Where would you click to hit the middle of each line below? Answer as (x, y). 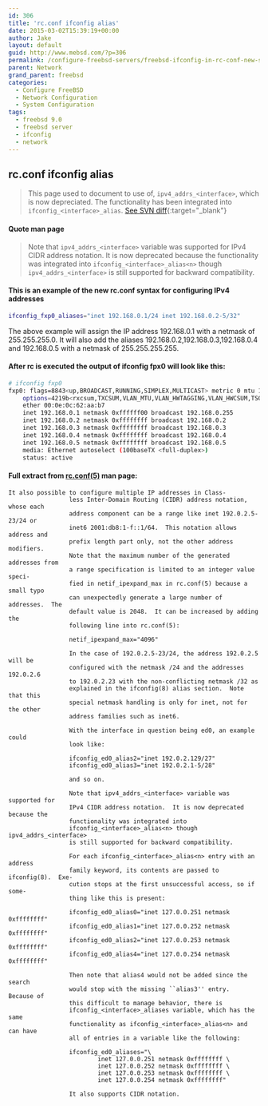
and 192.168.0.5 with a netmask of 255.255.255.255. (94, 348)
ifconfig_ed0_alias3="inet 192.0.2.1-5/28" (142, 765)
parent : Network (35, 68)
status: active (48, 458)
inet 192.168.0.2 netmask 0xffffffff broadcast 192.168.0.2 (124, 420)
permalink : (26, 61)
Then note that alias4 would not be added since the (158, 975)
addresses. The (35, 604)
